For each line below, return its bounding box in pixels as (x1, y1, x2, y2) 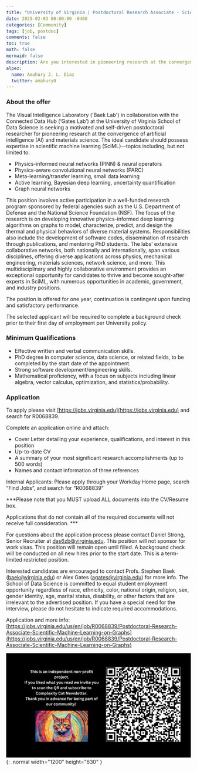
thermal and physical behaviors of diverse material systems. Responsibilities (6, 228, 191, 235)
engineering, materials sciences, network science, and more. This (6, 259, 165, 266)
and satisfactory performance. (6, 302, 80, 309)
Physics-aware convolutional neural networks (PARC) (14, 166, 144, 173)
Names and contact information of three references (14, 467, 140, 474)
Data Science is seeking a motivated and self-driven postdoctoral (6, 124, 164, 131)
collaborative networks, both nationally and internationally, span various (6, 246, 180, 253)
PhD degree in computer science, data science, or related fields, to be (14, 353, 184, 361)
